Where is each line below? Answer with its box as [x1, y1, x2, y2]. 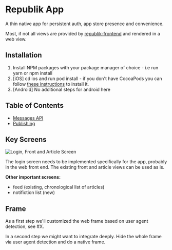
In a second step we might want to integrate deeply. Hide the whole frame [5, 234, 162, 240]
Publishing [12, 120, 35, 126]
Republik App [5, 4, 64, 15]
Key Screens [5, 135, 47, 144]
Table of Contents [5, 101, 64, 110]
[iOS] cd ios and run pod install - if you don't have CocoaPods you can [12, 75, 163, 82]
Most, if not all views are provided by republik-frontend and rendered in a [5, 30, 160, 36]
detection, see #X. [5, 223, 45, 229]
